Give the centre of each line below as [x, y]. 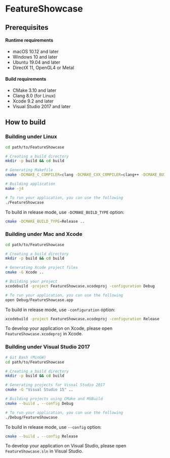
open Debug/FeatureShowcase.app [39, 300]
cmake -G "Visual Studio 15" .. [39, 390]
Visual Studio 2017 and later [41, 106]
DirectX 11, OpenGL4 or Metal [43, 67]
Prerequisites [27, 28]
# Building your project [31, 282]
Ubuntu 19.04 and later [36, 62]
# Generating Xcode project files [42, 268]
